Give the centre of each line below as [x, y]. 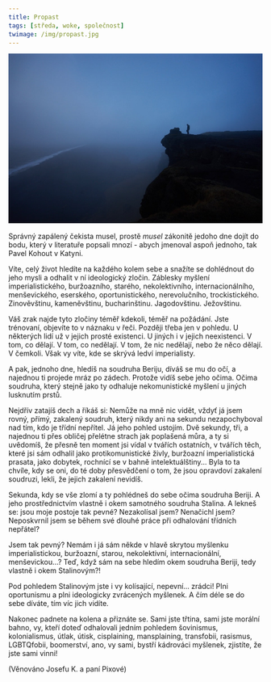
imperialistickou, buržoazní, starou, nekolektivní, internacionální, [115, 554]
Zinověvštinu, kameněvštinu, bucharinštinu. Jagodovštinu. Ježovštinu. [125, 304]
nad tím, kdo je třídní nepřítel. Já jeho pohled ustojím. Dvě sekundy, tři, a [128, 427]
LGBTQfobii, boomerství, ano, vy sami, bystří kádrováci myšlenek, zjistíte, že [135, 645]
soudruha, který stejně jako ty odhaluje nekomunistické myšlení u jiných [128, 386]
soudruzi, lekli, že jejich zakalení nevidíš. [76, 479]
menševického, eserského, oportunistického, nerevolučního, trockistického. [134, 295]
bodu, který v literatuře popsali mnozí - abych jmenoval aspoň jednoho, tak [133, 245]
